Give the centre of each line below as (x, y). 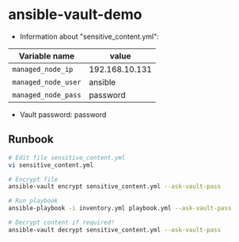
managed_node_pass (47, 95)
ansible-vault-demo (75, 15)
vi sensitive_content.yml (51, 165)
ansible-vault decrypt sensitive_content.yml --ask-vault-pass (115, 230)
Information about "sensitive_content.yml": (89, 36)
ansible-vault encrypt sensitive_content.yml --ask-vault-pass (115, 187)
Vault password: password (63, 114)
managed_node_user (47, 82)
